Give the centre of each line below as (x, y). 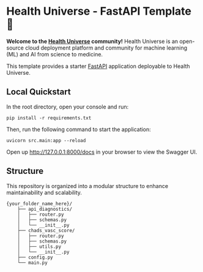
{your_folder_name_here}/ (39, 203)
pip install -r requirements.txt (49, 118)
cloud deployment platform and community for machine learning (106, 48)
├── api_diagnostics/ (45, 209)
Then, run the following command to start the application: (79, 129)
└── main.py (32, 263)
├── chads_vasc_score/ (46, 230)
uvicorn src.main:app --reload (46, 140)
